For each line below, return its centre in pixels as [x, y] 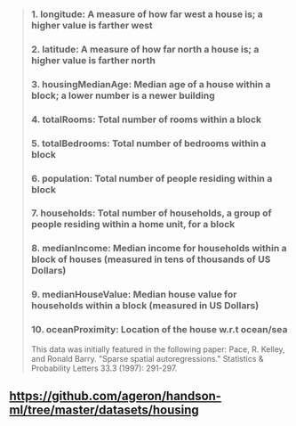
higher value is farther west [92, 25]
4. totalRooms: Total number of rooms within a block [146, 119]
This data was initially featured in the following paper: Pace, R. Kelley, [158, 349]
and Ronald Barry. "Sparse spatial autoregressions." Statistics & [147, 358]
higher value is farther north [93, 60]
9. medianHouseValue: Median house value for [134, 295]
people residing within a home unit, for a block [133, 225]
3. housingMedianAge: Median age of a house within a [151, 84]
